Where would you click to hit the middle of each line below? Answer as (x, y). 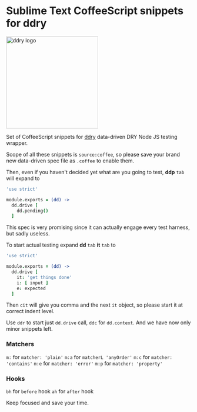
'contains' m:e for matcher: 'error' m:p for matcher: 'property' (84, 363)
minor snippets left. (29, 329)
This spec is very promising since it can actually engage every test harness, (98, 227)
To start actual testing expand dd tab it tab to (61, 245)
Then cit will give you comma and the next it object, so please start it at (95, 305)
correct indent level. (30, 311)
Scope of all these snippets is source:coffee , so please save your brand (93, 154)
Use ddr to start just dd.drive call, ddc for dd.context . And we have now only (98, 323)
